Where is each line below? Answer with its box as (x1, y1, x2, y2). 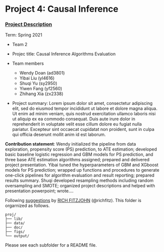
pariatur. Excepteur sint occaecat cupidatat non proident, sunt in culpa (12, 126, 155, 132)
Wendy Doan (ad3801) (19, 70, 65, 76)
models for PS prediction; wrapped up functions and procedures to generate (5, 167, 160, 173)
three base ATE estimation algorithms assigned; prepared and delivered (5, 157, 150, 163)
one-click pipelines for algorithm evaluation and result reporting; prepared (5, 173, 155, 178)
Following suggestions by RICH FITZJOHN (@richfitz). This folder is (5, 198, 141, 203)
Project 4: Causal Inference (5, 3, 118, 15)
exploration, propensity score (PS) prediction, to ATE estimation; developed (5, 146, 157, 152)
